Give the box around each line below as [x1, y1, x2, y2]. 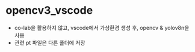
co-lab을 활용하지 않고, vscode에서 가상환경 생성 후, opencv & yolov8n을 [14, 24, 190, 31]
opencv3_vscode [5, 4, 93, 17]
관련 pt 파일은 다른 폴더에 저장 [14, 39, 85, 46]
